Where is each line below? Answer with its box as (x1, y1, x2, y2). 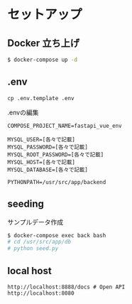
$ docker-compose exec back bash (7, 232, 106, 239)
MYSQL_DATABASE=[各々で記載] (7, 166, 89, 173)
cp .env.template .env (7, 94, 75, 102)
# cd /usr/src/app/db (7, 239, 72, 246)
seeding (7, 198, 45, 210)
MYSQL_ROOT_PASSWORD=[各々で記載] (7, 151, 104, 158)
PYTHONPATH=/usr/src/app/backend (7, 178, 106, 185)
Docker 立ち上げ (7, 37, 80, 49)
